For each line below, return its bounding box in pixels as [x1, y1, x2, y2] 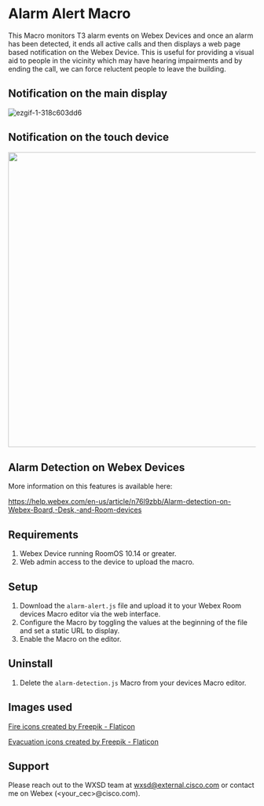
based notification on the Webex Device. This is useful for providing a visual [8, 47, 255, 57]
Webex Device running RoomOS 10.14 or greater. [19, 549, 177, 558]
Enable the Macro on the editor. [19, 635, 122, 643]
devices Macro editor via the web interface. [19, 609, 161, 618]
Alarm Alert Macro [8, 5, 131, 23]
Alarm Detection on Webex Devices [8, 461, 185, 474]
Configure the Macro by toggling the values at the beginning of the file [19, 618, 247, 627]
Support [8, 760, 49, 773]
